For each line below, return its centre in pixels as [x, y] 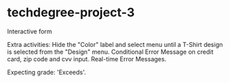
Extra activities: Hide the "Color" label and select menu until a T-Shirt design [115, 44]
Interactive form [30, 31]
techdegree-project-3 [71, 13]
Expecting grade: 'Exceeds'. [47, 72]
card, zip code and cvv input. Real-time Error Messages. [87, 59]
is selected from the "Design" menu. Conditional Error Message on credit [111, 52]
